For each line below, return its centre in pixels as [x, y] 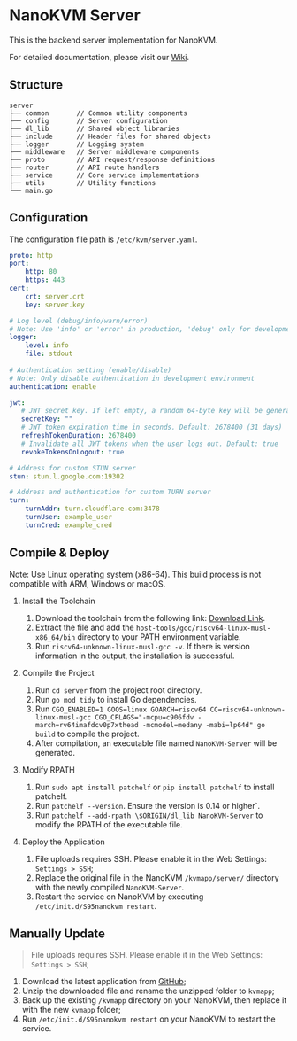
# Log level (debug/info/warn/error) [79, 321]
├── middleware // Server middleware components [104, 151]
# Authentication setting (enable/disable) [91, 370]
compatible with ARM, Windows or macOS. [88, 583]
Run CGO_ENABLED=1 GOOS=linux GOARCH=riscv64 [121, 709]
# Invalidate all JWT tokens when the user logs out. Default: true [149, 444]
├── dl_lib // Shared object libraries [94, 128]
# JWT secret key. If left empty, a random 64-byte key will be [142, 411]
